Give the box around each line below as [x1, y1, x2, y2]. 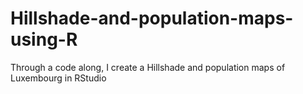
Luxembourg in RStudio [10, 72, 107, 84]
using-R [10, 28, 78, 51]
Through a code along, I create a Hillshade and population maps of [10, 61, 286, 73]
